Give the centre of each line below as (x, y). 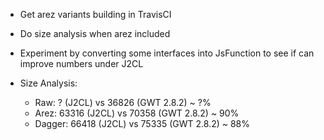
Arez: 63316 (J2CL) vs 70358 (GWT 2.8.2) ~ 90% (137, 113)
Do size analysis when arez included (95, 33)
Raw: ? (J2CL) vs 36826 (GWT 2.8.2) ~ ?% (123, 102)
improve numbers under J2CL (81, 63)
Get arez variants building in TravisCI (95, 14)
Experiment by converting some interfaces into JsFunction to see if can (167, 53)
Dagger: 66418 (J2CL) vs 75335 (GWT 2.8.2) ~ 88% (142, 123)
